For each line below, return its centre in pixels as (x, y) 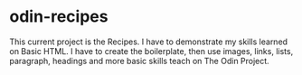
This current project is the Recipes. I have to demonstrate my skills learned (148, 42)
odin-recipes (59, 17)
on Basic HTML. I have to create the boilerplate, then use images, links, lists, (151, 51)
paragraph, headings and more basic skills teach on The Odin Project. (139, 61)
